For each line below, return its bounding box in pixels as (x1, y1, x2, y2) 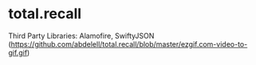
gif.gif (8, 48, 28, 57)
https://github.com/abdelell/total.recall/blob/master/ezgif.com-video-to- (10, 39, 248, 48)
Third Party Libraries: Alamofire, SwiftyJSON (8, 31, 155, 40)
